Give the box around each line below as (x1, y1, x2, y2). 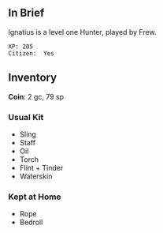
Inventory (8, 71, 57, 85)
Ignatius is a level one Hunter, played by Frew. (8, 27, 157, 36)
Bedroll (19, 217, 43, 227)
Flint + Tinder (19, 163, 64, 172)
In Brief (8, 6, 45, 20)
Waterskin (19, 171, 53, 181)
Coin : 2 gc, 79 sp (8, 92, 65, 101)
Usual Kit (8, 111, 44, 122)
